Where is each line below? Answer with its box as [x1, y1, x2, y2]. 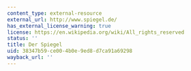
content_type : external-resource [7, 9, 102, 17]
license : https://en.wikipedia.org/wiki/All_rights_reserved [7, 28, 185, 36]
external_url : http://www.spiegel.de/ [7, 16, 117, 23]
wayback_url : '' [7, 54, 53, 61]
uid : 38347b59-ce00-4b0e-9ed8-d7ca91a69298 [7, 48, 133, 55]
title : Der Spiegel [7, 41, 63, 48]
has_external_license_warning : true [7, 22, 111, 29]
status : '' [7, 35, 38, 42]
